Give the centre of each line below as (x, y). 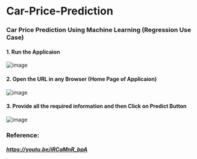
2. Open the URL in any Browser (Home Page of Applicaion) (82, 79)
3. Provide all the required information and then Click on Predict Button (96, 106)
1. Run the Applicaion (33, 52)
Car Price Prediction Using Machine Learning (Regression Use (99, 30)
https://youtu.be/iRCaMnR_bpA (47, 149)
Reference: (23, 135)
